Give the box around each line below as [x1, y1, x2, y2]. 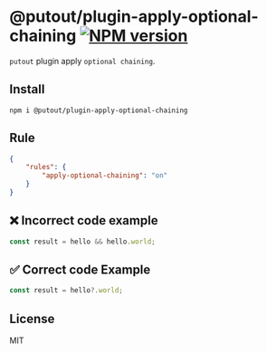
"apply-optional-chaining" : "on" [42, 171, 168, 180]
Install [9, 81, 45, 97]
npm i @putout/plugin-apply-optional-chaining [9, 106, 188, 115]
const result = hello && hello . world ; [9, 237, 156, 246]
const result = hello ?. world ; [9, 286, 124, 295]
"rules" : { [25, 163, 67, 172]
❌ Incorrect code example [9, 213, 158, 228]
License [9, 310, 55, 327]
